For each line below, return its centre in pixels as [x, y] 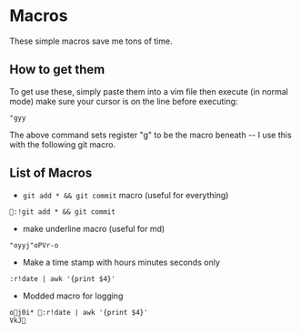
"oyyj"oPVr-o [34, 245]
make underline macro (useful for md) [94, 228]
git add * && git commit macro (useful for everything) [125, 195]
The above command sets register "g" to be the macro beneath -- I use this [151, 135]
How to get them [57, 70]
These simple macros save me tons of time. [91, 41]
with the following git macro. [63, 144]
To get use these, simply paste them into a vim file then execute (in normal [149, 91]
